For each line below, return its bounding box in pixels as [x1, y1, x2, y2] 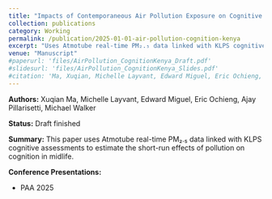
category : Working [8, 27, 70, 35]
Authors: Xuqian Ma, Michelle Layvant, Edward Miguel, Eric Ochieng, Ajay [8, 94, 257, 104]
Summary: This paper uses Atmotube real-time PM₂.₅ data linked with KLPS [8, 134, 262, 144]
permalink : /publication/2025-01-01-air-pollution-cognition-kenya [8, 34, 241, 43]
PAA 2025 [19, 183, 54, 193]
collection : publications [8, 19, 96, 28]
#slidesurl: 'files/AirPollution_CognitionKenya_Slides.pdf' [8, 65, 219, 73]
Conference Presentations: [8, 167, 102, 176]
